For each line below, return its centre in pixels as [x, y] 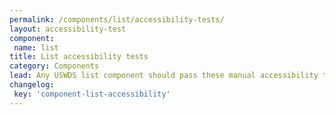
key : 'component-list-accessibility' [92, 94]
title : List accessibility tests [79, 57]
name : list [36, 47]
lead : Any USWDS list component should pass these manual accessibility [164, 76]
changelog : [32, 85]
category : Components [54, 66]
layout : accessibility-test [68, 29]
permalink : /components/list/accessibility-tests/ [117, 19]
